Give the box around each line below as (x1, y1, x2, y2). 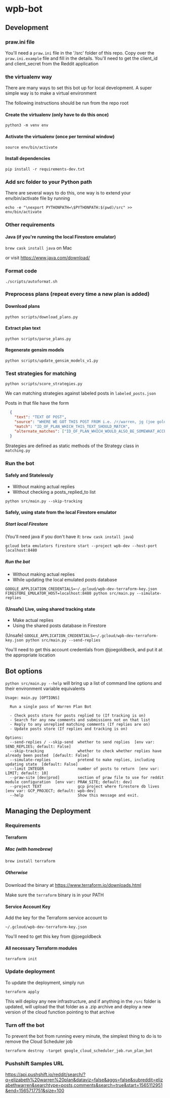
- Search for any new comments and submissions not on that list (10, 718, 151, 723)
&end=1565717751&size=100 (5, 1087, 64, 1094)
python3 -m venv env (5, 123, 49, 128)
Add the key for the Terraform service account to (5, 915, 108, 921)
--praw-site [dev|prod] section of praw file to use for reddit (10, 775, 164, 780)
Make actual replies (12, 617, 54, 623)
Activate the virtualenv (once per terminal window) (5, 133, 115, 139)
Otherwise (5, 869, 28, 875)
